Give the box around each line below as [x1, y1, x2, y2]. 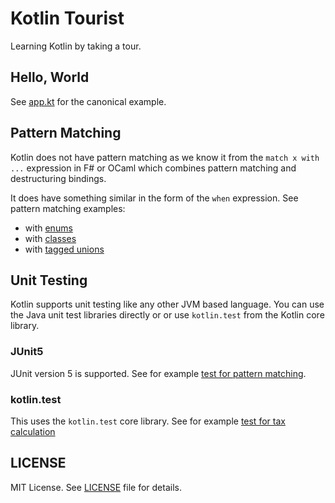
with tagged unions [24, 243, 105, 255]
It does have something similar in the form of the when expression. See [10, 192, 299, 204]
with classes [24, 232, 77, 244]
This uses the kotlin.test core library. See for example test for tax [10, 415, 286, 427]
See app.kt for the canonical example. [10, 95, 167, 107]
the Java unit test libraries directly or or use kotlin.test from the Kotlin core [10, 309, 325, 321]
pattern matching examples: [10, 202, 126, 214]
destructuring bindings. [10, 172, 107, 184]
